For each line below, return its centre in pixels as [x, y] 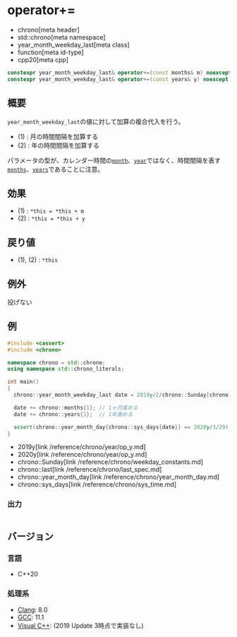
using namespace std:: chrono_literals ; [66, 369]
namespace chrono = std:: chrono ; [56, 362]
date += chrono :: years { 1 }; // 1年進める [73, 414]
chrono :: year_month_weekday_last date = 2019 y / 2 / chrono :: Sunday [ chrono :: [124, 395]
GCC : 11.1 [31, 617]
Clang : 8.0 [32, 609]
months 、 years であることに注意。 [56, 169]
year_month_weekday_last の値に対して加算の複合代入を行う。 [96, 121]
